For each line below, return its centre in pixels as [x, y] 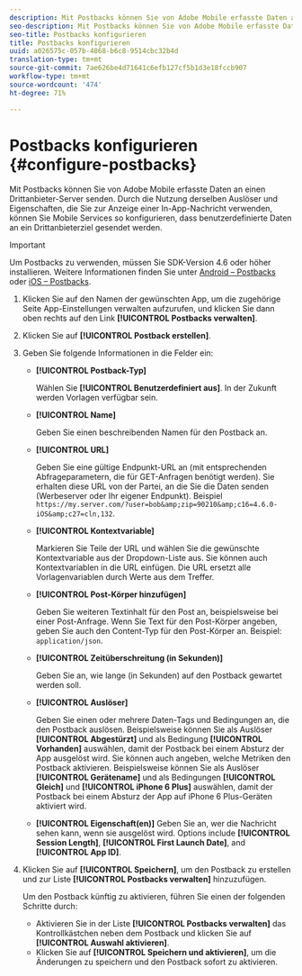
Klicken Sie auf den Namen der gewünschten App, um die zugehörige [151, 299]
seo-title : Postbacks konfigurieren [78, 34]
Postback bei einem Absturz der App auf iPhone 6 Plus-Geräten [154, 797]
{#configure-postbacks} [103, 164]
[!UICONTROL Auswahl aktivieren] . [102, 943]
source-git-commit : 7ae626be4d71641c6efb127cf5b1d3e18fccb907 [128, 68]
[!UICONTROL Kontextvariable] [95, 531]
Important [27, 245]
